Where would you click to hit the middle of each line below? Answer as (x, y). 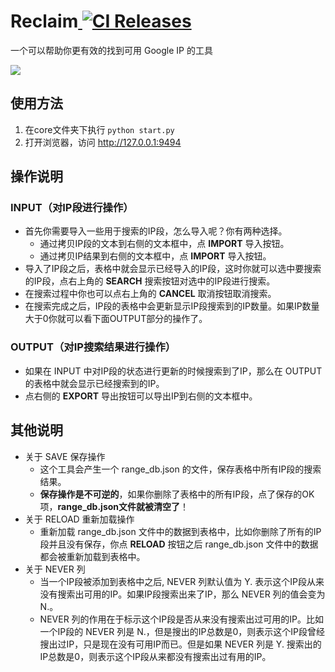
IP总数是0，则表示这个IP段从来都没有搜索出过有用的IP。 (155, 656)
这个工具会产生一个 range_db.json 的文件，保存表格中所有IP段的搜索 (180, 469)
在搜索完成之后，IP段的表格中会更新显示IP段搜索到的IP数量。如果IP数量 (172, 306)
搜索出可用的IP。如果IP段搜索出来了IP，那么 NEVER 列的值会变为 (191, 594)
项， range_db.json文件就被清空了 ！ (114, 506)
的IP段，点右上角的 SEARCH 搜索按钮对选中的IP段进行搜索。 (150, 281)
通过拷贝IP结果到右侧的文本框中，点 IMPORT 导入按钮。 (155, 256)
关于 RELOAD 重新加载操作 (79, 519)
